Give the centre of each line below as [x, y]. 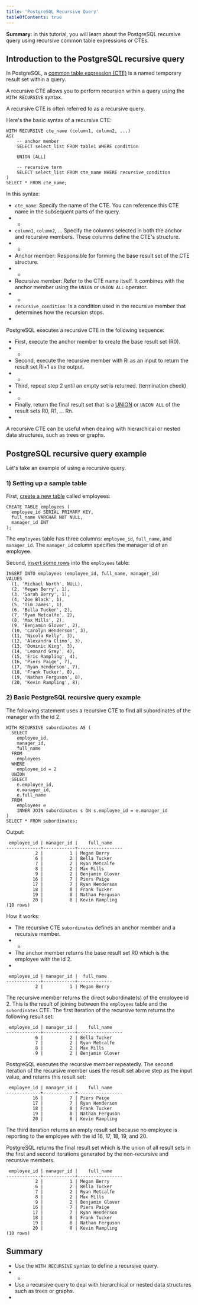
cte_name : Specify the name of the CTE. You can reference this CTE [97, 206]
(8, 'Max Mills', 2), [38, 620]
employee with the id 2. [43, 959]
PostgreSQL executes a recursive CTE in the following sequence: [85, 330]
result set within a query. [36, 79]
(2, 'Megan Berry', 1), [40, 589]
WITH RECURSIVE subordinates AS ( [49, 727]
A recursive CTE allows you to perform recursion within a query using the [95, 91]
